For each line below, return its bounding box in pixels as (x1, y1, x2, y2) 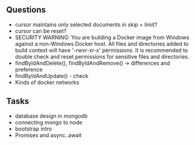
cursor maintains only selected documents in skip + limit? (14, 21, 158, 28)
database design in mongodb (14, 112, 88, 120)
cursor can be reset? (14, 27, 67, 34)
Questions (6, 5, 46, 15)
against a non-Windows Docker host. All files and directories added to (14, 40, 189, 47)
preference (14, 66, 43, 73)
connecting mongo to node (14, 118, 82, 126)
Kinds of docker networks (14, 79, 79, 86)
